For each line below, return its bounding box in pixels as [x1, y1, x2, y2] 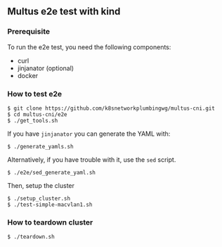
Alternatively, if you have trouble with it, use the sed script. [7, 155, 176, 164]
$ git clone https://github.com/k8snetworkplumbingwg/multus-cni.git [7, 105, 216, 112]
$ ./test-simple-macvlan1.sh [7, 201, 93, 208]
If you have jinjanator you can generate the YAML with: [7, 129, 171, 138]
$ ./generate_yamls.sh [7, 143, 74, 150]
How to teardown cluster [7, 217, 93, 227]
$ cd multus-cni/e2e [7, 110, 68, 118]
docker [17, 71, 39, 80]
